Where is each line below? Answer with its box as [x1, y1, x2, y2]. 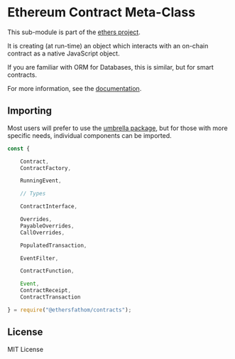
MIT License [7, 345, 44, 353]
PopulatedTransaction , [20, 242, 87, 249]
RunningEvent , [20, 177, 62, 185]
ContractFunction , [20, 267, 75, 274]
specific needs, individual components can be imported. [7, 131, 172, 139]
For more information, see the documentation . [7, 84, 142, 92]
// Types [20, 190, 46, 198]
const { [7, 145, 31, 152]
